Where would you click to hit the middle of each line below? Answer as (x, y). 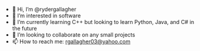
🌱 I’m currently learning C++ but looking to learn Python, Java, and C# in (103, 22)
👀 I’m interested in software (46, 16)
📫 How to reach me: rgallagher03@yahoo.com (71, 41)
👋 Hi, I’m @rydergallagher (44, 9)
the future (25, 28)
